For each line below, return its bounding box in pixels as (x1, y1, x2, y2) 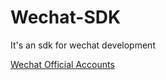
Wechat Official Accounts (10, 58, 115, 70)
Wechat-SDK (10, 6, 122, 29)
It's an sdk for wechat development (10, 39, 156, 51)
